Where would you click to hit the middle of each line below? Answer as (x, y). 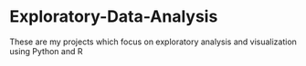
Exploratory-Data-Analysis (114, 17)
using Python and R (46, 51)
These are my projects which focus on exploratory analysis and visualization (153, 42)
